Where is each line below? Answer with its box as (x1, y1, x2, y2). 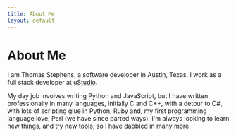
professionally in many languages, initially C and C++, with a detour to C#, (7, 100, 223, 108)
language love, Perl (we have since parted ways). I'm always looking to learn (7, 114, 230, 123)
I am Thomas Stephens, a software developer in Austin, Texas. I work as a (7, 71, 222, 79)
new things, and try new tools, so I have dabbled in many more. (7, 121, 192, 131)
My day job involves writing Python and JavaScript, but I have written (7, 92, 209, 100)
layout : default (7, 17, 55, 24)
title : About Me (7, 10, 55, 18)
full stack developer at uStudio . (7, 78, 98, 87)
